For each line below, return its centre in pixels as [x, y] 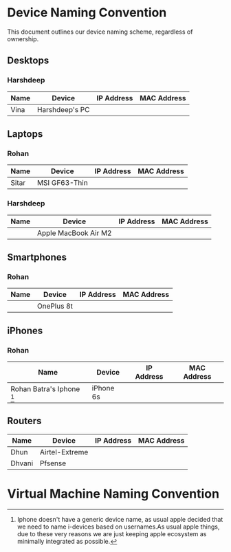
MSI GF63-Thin [62, 183]
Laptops [25, 134]
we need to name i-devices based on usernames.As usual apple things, [118, 527]
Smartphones [37, 257]
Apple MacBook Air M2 [74, 233]
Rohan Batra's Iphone [45, 388]
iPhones [25, 330]
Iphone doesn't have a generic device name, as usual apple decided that [120, 519]
